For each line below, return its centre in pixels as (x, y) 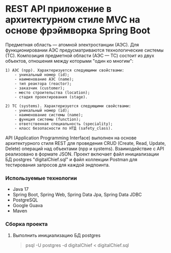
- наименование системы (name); (49, 115)
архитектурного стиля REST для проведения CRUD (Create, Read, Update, (86, 143)
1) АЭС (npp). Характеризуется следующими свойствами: (65, 70)
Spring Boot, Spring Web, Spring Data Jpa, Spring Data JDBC (77, 195)
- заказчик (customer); (40, 88)
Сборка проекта (27, 224)
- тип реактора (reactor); (43, 84)
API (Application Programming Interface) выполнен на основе (71, 138)
